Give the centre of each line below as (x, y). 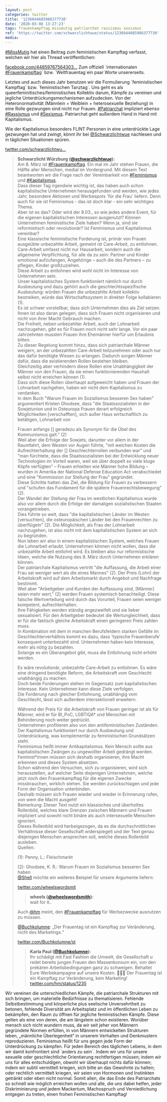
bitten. (24, 340)
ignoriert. (27, 821)
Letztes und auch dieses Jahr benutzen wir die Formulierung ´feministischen (84, 82)
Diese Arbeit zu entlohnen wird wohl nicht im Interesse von (78, 270)
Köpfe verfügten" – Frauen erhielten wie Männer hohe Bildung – (83, 466)
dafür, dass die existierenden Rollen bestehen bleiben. (73, 361)
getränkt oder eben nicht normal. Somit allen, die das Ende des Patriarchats (83, 1078)
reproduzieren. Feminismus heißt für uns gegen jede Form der (69, 1041)
